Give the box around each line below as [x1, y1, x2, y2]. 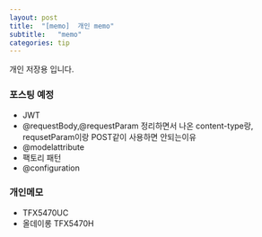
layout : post [9, 13, 58, 22]
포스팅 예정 [9, 89, 55, 101]
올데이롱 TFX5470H [22, 217, 94, 229]
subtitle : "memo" [9, 30, 83, 39]
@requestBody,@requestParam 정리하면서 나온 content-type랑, [22, 120, 254, 131]
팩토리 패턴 [22, 152, 62, 162]
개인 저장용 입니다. [9, 64, 74, 75]
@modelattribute [22, 141, 85, 153]
